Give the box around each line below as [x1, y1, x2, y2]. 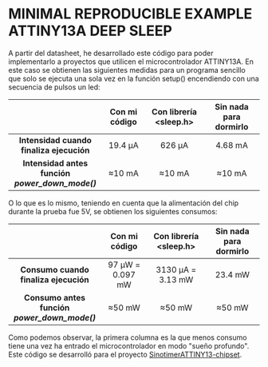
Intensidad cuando [18, 134, 92, 146]
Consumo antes [23, 292, 86, 303]
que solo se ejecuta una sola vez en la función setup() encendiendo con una [8, 74, 259, 83]
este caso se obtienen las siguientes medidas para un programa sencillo [8, 65, 246, 74]
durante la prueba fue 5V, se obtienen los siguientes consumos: [8, 206, 218, 216]
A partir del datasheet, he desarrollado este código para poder [8, 48, 214, 58]
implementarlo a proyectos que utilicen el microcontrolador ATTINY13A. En [8, 57, 254, 66]
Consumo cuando [20, 264, 89, 275]
